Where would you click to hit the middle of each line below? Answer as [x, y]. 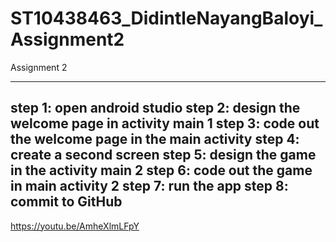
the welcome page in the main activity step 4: [155, 139]
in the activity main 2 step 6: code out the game [161, 170]
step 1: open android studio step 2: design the [155, 108]
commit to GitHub [66, 202]
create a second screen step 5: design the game [163, 155]
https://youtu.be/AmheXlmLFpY [75, 226]
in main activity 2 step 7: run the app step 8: [149, 186]
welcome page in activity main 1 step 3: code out [165, 123]
